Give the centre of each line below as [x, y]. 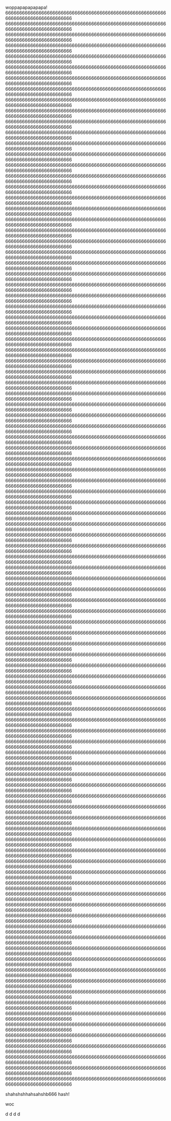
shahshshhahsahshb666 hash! [38, 1094]
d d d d [13, 1114]
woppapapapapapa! [26, 7]
